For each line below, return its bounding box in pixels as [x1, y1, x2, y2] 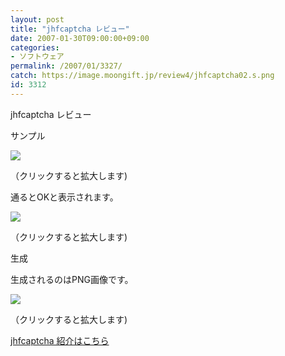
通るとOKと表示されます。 [10, 191, 119, 203]
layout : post [10, 14, 65, 25]
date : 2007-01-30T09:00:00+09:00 [10, 33, 150, 43]
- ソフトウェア [10, 52, 65, 62]
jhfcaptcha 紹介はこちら [10, 334, 110, 346]
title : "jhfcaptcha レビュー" [10, 24, 130, 34]
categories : [10, 42, 60, 53]
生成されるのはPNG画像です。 [10, 273, 134, 285]
